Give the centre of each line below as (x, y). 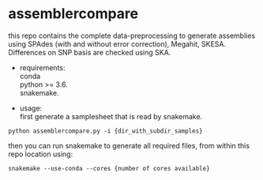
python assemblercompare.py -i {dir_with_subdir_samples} (105, 131)
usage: (31, 108)
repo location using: (41, 154)
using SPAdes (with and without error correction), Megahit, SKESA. (117, 43)
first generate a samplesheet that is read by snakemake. (111, 116)
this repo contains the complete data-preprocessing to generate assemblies (132, 36)
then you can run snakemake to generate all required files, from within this (129, 145)
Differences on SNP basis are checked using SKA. (90, 52)
